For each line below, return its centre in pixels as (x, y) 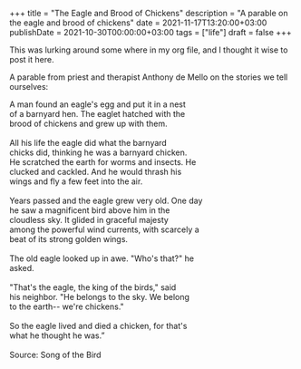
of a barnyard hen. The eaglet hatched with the (97, 114)
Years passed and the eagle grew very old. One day (106, 200)
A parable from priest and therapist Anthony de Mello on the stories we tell (149, 77)
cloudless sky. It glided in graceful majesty (89, 220)
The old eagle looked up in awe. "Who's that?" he (102, 258)
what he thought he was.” (57, 335)
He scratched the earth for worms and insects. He (103, 162)
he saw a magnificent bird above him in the (90, 210)
